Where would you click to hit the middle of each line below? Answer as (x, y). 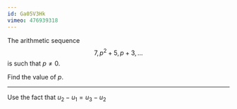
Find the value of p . (35, 77)
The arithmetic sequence (44, 40)
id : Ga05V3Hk (26, 14)
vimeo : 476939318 (33, 20)
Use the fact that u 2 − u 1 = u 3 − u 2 (57, 98)
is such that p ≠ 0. (34, 63)
